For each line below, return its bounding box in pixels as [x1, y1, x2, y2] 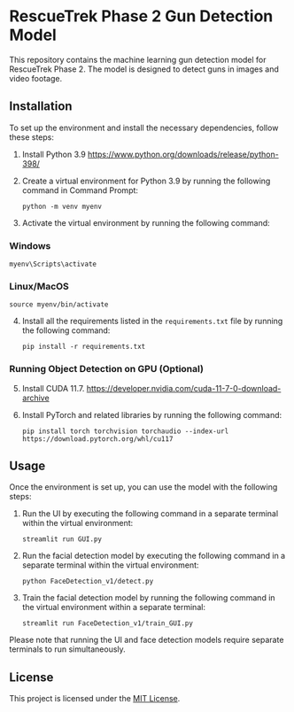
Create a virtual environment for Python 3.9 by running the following [21, 175, 271, 186]
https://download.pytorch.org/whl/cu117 [21, 434, 174, 444]
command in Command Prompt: [21, 184, 139, 196]
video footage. [9, 73, 63, 83]
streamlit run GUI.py [21, 535, 102, 544]
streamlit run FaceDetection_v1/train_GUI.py [21, 619, 193, 628]
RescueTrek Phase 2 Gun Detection [9, 6, 274, 27]
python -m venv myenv [21, 202, 102, 211]
